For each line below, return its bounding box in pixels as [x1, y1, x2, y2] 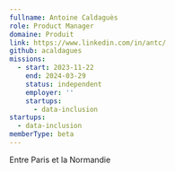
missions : [9, 55, 47, 64]
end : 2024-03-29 [25, 72, 87, 81]
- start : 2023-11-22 [17, 64, 94, 73]
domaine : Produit [9, 30, 74, 39]
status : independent [25, 80, 102, 89]
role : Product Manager [9, 21, 94, 30]
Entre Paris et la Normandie [9, 154, 111, 165]
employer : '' [25, 88, 74, 97]
